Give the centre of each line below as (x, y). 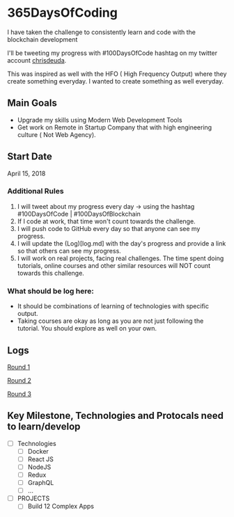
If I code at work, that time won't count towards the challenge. (107, 221)
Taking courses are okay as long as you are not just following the (110, 321)
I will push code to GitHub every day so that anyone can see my (109, 228)
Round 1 (18, 367)
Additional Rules (36, 191)
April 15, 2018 (26, 173)
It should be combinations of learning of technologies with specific (113, 306)
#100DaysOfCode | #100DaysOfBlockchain (79, 214)
